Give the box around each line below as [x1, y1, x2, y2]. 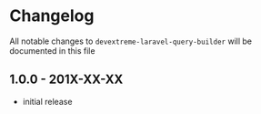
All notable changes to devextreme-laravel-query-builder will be [9, 36, 253, 47]
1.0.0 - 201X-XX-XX [9, 72, 124, 88]
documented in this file [9, 45, 95, 56]
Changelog [9, 5, 95, 26]
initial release [22, 96, 73, 107]
